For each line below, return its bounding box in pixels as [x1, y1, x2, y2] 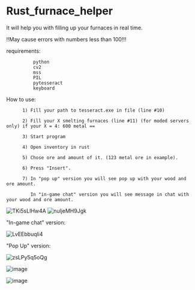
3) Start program [22, 133, 66, 139]
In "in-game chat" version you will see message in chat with [30, 191, 189, 198]
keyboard [32, 85, 55, 91]
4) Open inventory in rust [22, 144, 90, 150]
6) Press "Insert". [22, 165, 71, 171]
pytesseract [32, 80, 63, 86]
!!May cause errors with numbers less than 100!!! [6, 35, 127, 43]
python [32, 59, 50, 65]
